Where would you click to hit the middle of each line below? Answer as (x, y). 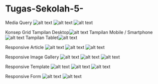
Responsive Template (27, 66)
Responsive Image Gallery (32, 57)
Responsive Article (25, 47)
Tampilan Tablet (42, 37)
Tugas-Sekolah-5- (44, 9)
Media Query (19, 22)
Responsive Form (23, 76)
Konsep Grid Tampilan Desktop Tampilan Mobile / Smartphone (79, 32)
